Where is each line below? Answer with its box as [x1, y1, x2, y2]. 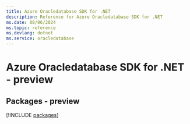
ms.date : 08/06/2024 [6, 19, 57, 25]
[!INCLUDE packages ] [6, 112, 59, 118]
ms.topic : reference [6, 24, 57, 31]
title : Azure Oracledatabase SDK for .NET [6, 8, 111, 15]
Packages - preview [6, 96, 80, 106]
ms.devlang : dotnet [6, 30, 54, 36]
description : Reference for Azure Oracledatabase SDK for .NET [6, 14, 163, 20]
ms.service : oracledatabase [6, 36, 75, 41]
